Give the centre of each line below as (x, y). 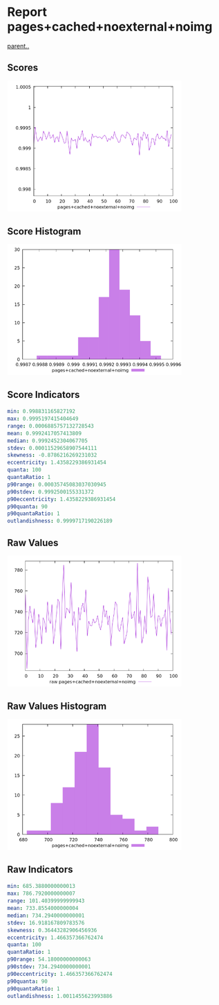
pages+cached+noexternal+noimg (110, 27)
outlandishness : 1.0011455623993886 (60, 996)
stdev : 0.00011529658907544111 (52, 448)
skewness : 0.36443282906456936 (52, 930)
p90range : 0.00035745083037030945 (57, 484)
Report (27, 12)
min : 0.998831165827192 (41, 412)
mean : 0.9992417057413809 (44, 433)
